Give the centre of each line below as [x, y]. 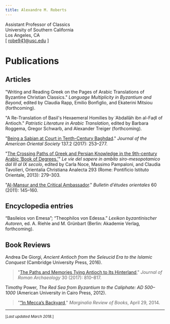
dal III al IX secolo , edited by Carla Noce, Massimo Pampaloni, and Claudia [83, 164]
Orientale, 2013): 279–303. [33, 175]
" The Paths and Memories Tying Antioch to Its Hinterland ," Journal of [90, 272]
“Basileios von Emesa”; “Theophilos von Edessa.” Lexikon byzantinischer [81, 218]
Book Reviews [28, 245]
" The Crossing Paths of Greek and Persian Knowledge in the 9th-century [81, 153]
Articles [18, 80]
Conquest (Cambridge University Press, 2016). [54, 262]
